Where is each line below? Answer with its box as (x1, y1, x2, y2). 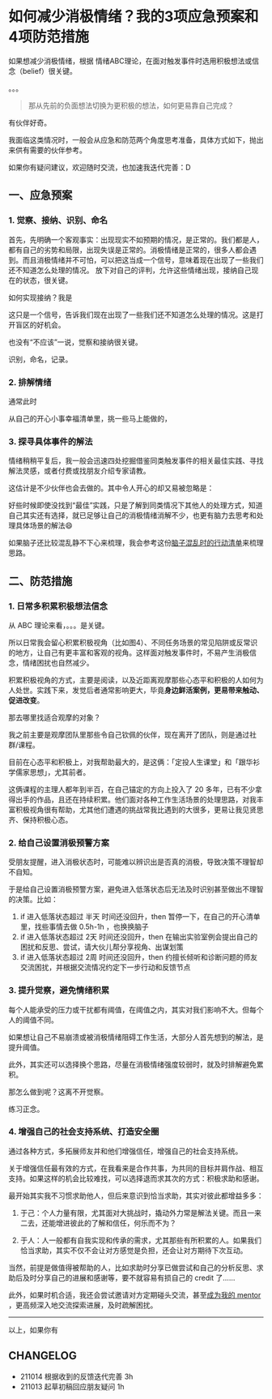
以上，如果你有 (8, 1324, 58, 1334)
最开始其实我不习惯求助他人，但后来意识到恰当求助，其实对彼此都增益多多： (8, 1191, 264, 1200)
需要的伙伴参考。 (29, 145, 87, 155)
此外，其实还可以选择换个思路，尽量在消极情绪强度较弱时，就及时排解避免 (8, 1059, 257, 1069)
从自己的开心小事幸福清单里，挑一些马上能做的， (8, 413, 172, 423)
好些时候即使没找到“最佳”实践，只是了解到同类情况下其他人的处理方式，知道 (8, 500, 263, 511)
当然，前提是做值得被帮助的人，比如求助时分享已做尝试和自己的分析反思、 (8, 1262, 257, 1273)
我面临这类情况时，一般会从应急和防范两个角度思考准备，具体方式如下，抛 (8, 135, 257, 144)
